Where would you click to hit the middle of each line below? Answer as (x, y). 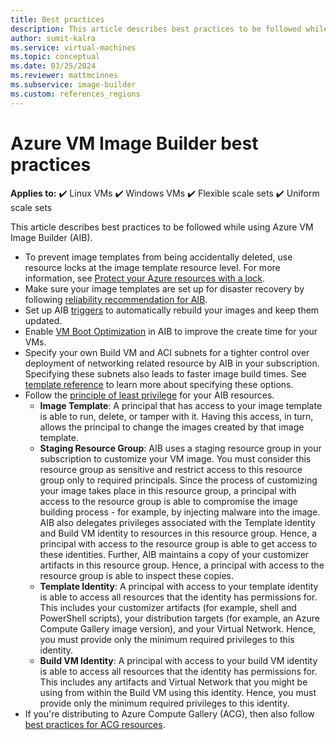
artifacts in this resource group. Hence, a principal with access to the (182, 565)
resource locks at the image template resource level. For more (152, 267)
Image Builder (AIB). (51, 237)
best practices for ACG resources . (95, 724)
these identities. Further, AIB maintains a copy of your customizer (174, 554)
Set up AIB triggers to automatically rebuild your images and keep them (172, 310)
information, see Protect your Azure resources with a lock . (145, 278)
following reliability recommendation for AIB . (116, 299)
